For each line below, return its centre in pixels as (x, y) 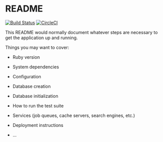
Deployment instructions (38, 125)
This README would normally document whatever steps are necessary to (81, 32)
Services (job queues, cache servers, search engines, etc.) (74, 115)
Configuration (27, 76)
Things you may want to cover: (37, 47)
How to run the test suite (38, 105)
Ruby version (26, 57)
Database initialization (35, 96)
